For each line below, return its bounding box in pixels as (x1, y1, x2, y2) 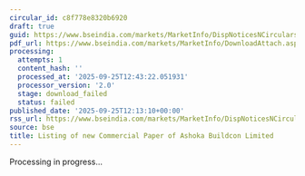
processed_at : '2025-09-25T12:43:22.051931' (17, 73, 189, 82)
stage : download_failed (17, 89, 107, 98)
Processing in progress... (9, 156, 103, 167)
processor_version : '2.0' (17, 81, 116, 90)
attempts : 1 (17, 55, 64, 64)
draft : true (9, 22, 54, 31)
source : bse (9, 123, 54, 132)
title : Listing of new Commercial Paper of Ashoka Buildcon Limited (9, 132, 274, 141)
